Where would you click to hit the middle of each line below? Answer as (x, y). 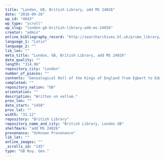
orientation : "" (22, 92)
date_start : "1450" (25, 106)
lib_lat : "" (17, 137)
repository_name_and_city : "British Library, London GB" (65, 124)
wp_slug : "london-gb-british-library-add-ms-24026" (59, 28)
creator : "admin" (23, 32)
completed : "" (20, 82)
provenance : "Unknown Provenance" (41, 133)
